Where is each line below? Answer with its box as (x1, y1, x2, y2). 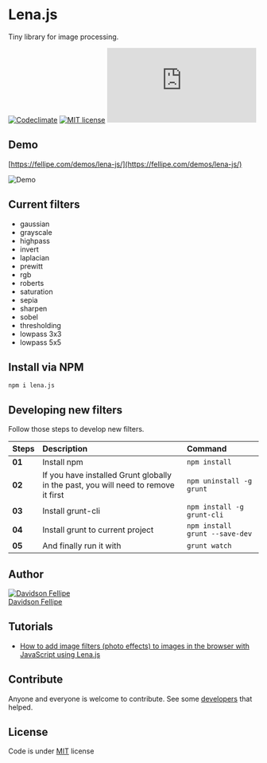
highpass (19, 236, 50, 245)
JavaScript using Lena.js (19, 649, 101, 659)
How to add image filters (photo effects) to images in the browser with (19, 641, 250, 651)
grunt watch (186, 542, 232, 550)
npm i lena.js (8, 381, 56, 389)
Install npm (42, 456, 83, 468)
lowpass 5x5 (19, 337, 62, 347)
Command (186, 444, 227, 455)
